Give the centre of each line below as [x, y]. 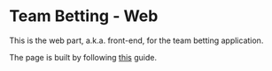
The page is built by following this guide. [83, 57]
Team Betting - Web [84, 16]
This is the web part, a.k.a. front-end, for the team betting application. [136, 40]
